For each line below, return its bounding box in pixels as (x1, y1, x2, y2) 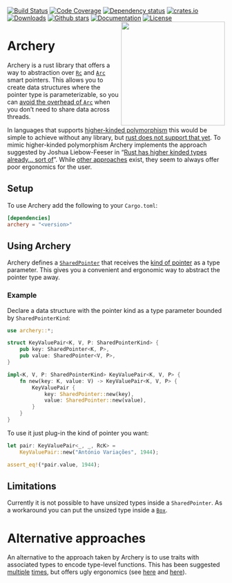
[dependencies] (7, 215, 51, 222)
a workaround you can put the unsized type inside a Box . (7, 506, 168, 514)
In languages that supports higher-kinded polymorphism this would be (7, 125, 207, 134)
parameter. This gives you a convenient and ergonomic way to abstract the (7, 266, 220, 274)
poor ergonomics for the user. (7, 163, 92, 171)
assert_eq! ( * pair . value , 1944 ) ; (7, 461, 100, 468)
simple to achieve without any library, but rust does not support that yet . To (7, 133, 221, 141)
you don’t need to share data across (7, 105, 110, 114)
